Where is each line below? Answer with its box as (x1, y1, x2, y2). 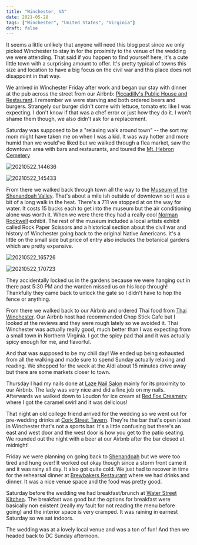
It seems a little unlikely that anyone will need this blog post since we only (6, 41, 185, 48)
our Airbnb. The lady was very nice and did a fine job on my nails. (6, 386, 165, 393)
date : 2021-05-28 (6, 14, 49, 20)
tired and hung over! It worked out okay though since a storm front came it (6, 459, 187, 467)
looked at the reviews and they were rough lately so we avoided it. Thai (6, 320, 178, 327)
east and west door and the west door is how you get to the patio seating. (6, 429, 185, 436)
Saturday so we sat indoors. (6, 514, 74, 522)
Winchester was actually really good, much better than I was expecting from (6, 326, 191, 333)
